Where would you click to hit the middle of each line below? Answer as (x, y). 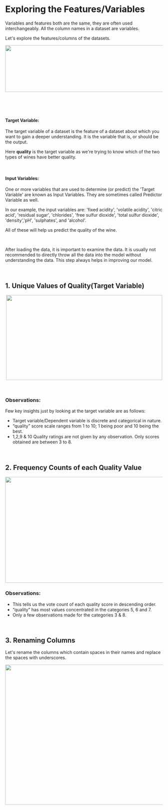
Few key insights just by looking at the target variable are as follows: (75, 411)
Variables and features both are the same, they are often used (69, 23)
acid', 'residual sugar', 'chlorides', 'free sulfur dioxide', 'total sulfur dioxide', (82, 215)
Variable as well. (22, 200)
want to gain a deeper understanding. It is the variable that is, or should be (82, 137)
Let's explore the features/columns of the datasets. (58, 38)
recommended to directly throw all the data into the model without (73, 255)
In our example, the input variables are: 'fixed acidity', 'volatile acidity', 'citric (84, 210)
